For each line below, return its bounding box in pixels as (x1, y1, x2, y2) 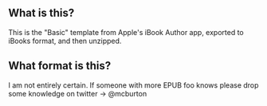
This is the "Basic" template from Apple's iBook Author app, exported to (8, 27, 245, 37)
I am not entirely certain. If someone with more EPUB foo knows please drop (8, 80, 259, 90)
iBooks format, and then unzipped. (8, 36, 122, 45)
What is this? (8, 6, 75, 20)
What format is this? (8, 59, 112, 73)
